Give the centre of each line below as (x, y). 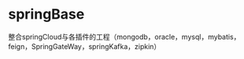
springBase (46, 14)
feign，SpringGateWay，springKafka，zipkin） (85, 46)
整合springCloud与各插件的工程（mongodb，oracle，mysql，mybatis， (124, 36)
